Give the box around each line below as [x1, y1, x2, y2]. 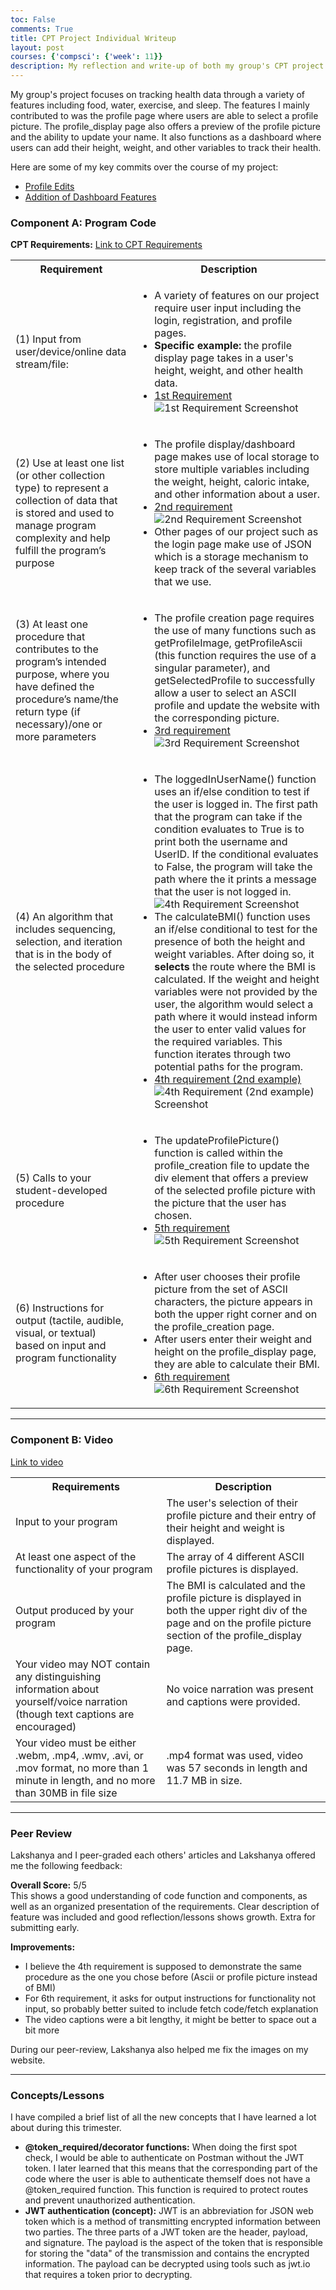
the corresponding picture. [154, 711, 280, 725]
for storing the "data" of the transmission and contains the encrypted [24, 2247, 310, 2260]
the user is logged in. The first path [154, 797, 319, 811]
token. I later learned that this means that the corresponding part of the [24, 2162, 318, 2175]
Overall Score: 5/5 [10, 1879, 87, 1891]
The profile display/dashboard [154, 437, 296, 451]
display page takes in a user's [154, 351, 294, 365]
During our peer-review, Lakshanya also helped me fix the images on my [10, 2043, 309, 2055]
